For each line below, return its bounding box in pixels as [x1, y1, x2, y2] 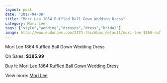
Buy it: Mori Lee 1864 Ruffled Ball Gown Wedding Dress [5, 63, 119, 69]
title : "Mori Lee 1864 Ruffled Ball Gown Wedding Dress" [5, 16, 126, 21]
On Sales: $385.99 [5, 53, 45, 59]
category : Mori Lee [5, 21, 46, 26]
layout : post [5, 7, 32, 12]
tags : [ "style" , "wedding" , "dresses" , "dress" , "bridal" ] [5, 26, 121, 31]
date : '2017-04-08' [5, 12, 46, 17]
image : [5, 30, 19, 35]
